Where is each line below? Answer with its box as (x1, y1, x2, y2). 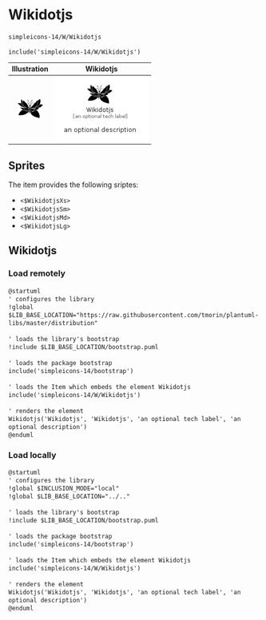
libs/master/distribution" (8, 319, 98, 327)
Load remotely (8, 268, 66, 279)
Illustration (11, 64, 50, 74)
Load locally (8, 449, 57, 460)
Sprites (8, 158, 46, 173)
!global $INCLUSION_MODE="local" (8, 484, 120, 492)
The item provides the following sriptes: (8, 180, 139, 189)
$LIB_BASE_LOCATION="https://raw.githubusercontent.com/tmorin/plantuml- (8, 311, 260, 319)
